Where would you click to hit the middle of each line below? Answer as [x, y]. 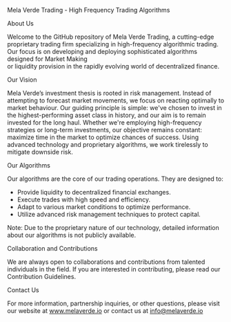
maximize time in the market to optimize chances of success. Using [103, 137]
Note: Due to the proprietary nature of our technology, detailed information [113, 227]
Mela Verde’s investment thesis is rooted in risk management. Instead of [109, 93]
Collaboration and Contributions [52, 248]
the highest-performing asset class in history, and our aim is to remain [107, 115]
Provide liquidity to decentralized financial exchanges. [94, 192]
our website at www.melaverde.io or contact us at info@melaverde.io [105, 311]
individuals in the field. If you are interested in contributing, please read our [114, 269]
